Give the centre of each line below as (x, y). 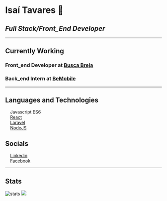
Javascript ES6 (25, 112)
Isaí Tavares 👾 (34, 10)
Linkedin (19, 156)
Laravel (17, 123)
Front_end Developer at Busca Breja (49, 65)
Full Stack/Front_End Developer (55, 29)
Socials (17, 144)
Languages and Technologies (52, 100)
